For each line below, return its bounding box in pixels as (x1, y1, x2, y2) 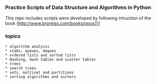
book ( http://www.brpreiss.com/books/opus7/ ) (5, 20, 100, 26)
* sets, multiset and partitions (5, 70, 74, 75)
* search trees (5, 66, 37, 71)
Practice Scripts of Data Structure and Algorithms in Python (5, 4, 152, 11)
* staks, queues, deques (5, 48, 56, 53)
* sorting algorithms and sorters (5, 74, 77, 79)
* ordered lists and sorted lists (5, 52, 77, 58)
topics (5, 33, 21, 40)
